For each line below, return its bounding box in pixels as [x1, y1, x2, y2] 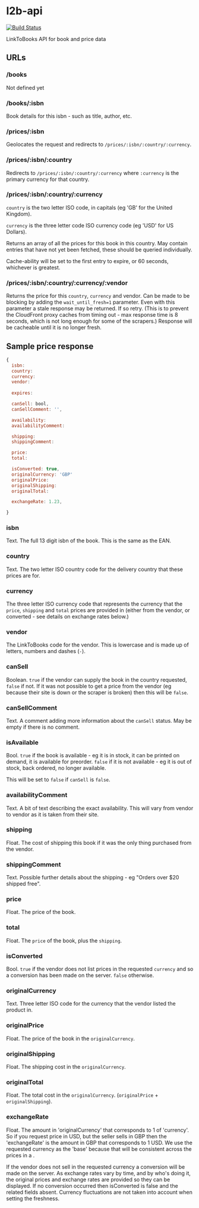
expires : [11, 390, 33, 397]
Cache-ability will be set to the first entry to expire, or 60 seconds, [6, 257, 169, 264]
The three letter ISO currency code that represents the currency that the [6, 600, 183, 608]
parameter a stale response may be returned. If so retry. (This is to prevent [6, 305, 189, 312]
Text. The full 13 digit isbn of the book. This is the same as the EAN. [6, 537, 171, 544]
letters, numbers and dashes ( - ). [6, 648, 86, 655]
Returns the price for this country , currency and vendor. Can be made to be [6, 292, 190, 299]
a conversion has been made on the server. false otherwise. [6, 972, 154, 979]
